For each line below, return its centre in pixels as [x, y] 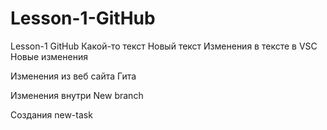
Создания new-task [51, 114]
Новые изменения [49, 56]
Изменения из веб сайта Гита [73, 76]
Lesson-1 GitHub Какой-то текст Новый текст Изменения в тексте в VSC [164, 46]
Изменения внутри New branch [77, 95]
